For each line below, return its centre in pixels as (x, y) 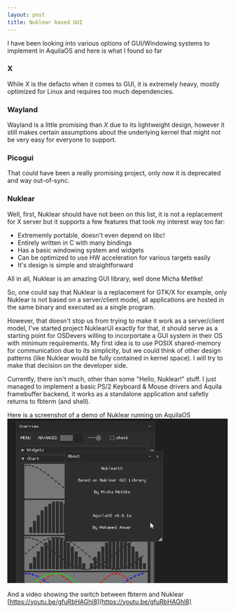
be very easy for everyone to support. (62, 140)
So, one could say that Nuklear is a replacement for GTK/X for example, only (117, 292)
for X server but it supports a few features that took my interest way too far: (116, 222)
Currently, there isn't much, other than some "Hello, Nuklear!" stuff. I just (112, 379)
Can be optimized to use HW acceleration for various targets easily (114, 257)
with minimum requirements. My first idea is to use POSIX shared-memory (114, 343)
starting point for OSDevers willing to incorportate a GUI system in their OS (115, 335)
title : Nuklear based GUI (45, 22)
